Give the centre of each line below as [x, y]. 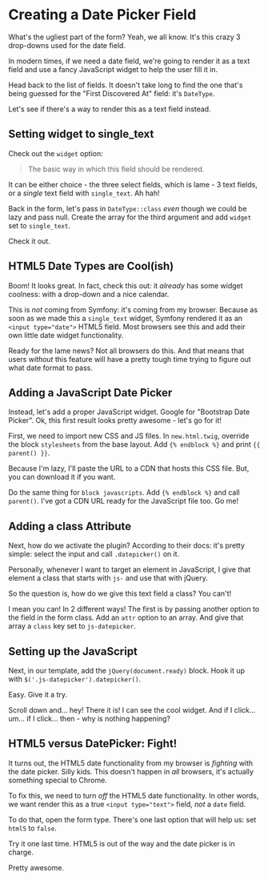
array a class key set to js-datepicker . [72, 626]
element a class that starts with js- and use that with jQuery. [108, 578]
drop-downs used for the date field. [67, 45]
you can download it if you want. [62, 477]
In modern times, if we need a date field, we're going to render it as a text [129, 61]
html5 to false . [33, 828]
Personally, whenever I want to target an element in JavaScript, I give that [130, 569]
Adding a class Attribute [70, 526]
